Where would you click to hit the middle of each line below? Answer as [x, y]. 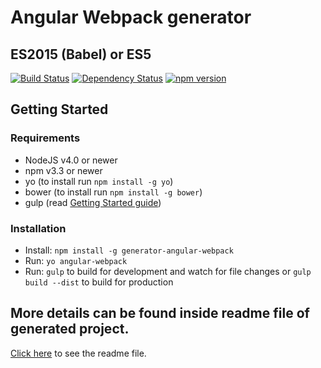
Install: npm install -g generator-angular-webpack [129, 250]
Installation [38, 228]
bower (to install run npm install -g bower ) [113, 192]
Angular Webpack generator [131, 17]
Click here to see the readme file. [78, 353]
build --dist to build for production [99, 282]
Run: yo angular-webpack [76, 260]
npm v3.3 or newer [63, 170]
